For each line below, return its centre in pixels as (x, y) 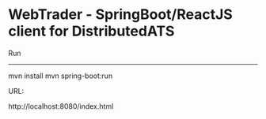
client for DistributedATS (91, 31)
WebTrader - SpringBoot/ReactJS (121, 15)
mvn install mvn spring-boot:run (61, 76)
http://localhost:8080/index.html (61, 106)
